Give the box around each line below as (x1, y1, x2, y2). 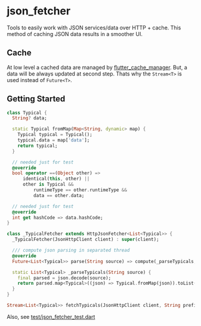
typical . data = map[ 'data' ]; (17, 137, 90, 143)
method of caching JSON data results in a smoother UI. (7, 30, 143, 37)
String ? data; (12, 115, 47, 121)
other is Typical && (22, 182, 74, 188)
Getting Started (7, 94, 66, 104)
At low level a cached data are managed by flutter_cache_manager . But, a (7, 64, 187, 71)
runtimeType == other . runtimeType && (33, 187, 128, 193)
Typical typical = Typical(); (17, 132, 93, 138)
